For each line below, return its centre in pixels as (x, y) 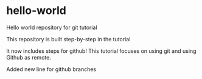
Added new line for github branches (51, 69)
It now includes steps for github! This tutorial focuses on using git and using (101, 51)
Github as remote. (29, 57)
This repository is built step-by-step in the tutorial (68, 39)
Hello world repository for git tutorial (52, 27)
